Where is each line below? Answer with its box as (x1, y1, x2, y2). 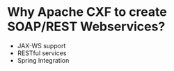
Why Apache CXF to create (7, 4, 167, 20)
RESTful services (17, 49, 67, 57)
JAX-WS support (17, 41, 66, 50)
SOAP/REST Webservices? (7, 19, 166, 34)
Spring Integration (17, 56, 70, 64)
